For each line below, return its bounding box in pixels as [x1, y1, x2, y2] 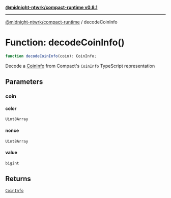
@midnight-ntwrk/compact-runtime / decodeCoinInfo [5, 19, 118, 25]
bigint [5, 160, 19, 166]
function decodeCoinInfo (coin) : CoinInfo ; [5, 53, 97, 59]
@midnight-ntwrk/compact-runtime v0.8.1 [5, 5, 98, 10]
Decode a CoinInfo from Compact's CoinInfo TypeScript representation [5, 63, 155, 69]
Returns [5, 175, 32, 183]
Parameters [5, 77, 43, 86]
